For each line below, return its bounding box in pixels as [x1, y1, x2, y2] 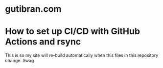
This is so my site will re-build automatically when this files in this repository [5, 52, 159, 58]
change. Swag [5, 58, 34, 64]
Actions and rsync [5, 36, 81, 47]
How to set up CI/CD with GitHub [5, 26, 140, 37]
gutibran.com [5, 3, 62, 15]
